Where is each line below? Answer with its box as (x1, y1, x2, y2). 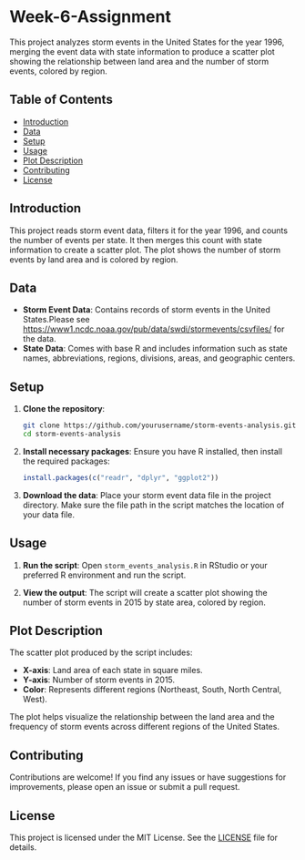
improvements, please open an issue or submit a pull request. (9, 782, 240, 793)
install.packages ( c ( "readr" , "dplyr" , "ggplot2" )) (22, 473, 219, 482)
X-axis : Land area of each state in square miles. (22, 665, 203, 676)
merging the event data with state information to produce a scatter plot (9, 46, 275, 56)
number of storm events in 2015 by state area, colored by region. (22, 597, 267, 608)
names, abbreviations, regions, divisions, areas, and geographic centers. (22, 353, 296, 363)
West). (22, 694, 48, 705)
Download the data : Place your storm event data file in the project (22, 489, 271, 500)
